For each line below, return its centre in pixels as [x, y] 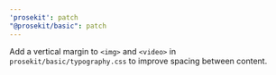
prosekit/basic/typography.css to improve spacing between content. [138, 61]
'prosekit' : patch [44, 17]
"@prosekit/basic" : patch [58, 26]
